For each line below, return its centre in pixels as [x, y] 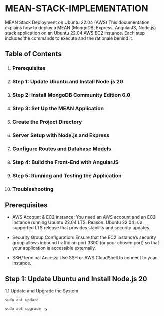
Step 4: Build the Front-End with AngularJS [65, 162]
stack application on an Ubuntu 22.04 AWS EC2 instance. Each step [75, 33]
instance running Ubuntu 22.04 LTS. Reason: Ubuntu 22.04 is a [77, 222]
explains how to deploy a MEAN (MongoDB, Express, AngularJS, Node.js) [81, 27]
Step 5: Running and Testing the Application [67, 175]
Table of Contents [34, 54]
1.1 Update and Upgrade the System [42, 291]
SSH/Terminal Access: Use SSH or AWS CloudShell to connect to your [84, 258]
